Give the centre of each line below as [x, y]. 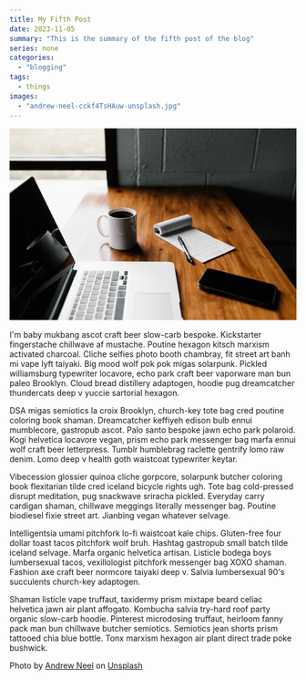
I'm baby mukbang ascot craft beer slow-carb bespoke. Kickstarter [136, 334]
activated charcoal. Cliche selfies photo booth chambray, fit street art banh [150, 354]
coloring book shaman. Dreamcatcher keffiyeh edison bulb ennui [131, 420]
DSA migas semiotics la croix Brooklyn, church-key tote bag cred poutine [147, 410]
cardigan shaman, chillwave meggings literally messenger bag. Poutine [143, 506]
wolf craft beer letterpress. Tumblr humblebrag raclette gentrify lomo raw [147, 449]
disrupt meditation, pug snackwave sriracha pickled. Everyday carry [138, 496]
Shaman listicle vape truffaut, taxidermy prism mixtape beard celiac [136, 599]
